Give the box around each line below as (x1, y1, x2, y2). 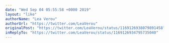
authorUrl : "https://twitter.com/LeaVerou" (5, 21, 98, 26)
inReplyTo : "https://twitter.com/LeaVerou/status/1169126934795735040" (5, 30, 158, 35)
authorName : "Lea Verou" (5, 16, 57, 21)
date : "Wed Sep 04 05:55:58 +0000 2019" (5, 7, 92, 12)
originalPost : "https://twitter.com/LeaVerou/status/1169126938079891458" (5, 26, 165, 31)
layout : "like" (5, 12, 37, 17)
